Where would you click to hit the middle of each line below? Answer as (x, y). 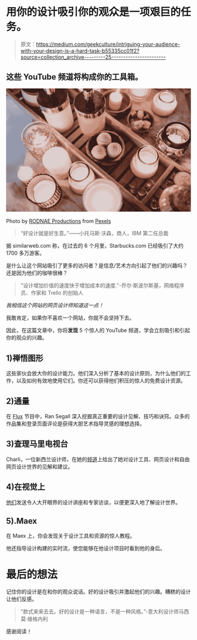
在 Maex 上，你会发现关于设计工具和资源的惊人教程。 (71, 536)
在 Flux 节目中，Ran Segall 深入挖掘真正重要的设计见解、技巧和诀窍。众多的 (98, 416)
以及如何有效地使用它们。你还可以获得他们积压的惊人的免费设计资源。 (101, 381)
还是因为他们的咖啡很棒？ (37, 273)
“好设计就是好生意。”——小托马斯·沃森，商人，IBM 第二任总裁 (94, 234)
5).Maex (22, 521)
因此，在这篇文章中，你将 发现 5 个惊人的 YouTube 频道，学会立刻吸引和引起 (98, 331)
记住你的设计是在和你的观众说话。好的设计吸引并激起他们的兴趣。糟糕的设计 (98, 592)
